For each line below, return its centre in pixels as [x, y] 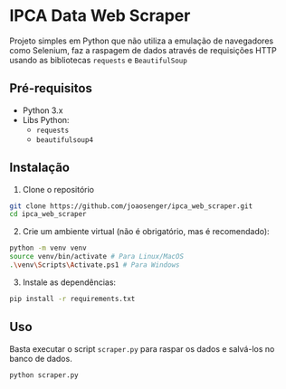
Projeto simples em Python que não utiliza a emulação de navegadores [142, 41]
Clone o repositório [58, 189]
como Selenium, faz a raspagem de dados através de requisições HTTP [143, 50]
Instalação [40, 168]
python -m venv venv [48, 248]
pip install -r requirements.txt [72, 299]
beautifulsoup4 [64, 140]
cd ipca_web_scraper [48, 214]
